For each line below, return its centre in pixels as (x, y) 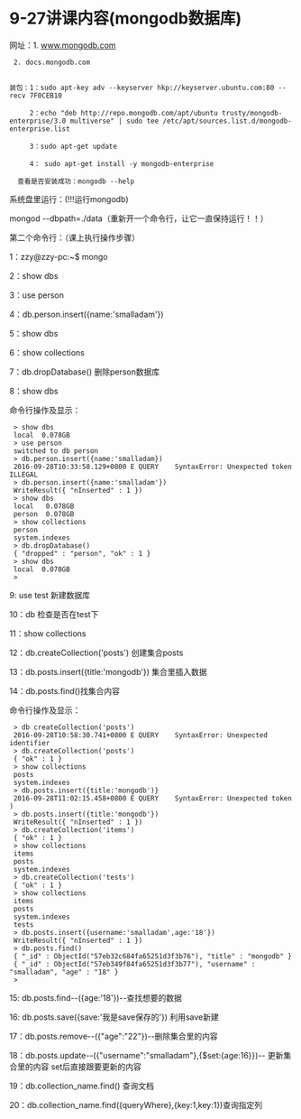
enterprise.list (40, 129)
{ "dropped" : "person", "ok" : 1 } (82, 553)
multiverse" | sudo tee (114, 121)
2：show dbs (34, 275)
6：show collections (47, 352)
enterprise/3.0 (38, 121)
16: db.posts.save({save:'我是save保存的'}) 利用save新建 (114, 1017)
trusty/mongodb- (252, 113)
